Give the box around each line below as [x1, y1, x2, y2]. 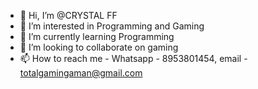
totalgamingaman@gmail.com [19, 67, 143, 79]
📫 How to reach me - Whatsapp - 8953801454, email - [19, 53, 248, 64]
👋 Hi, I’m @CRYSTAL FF [19, 10, 118, 21]
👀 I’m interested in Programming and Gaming [19, 20, 205, 32]
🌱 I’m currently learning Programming [19, 31, 175, 42]
